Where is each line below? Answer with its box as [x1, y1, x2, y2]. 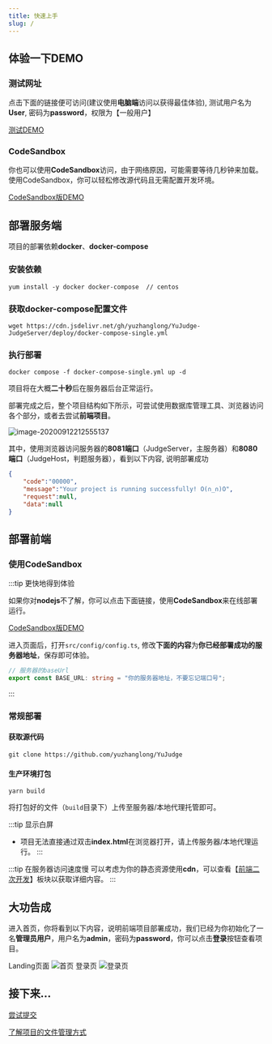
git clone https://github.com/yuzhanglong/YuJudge [8, 751, 183, 759]
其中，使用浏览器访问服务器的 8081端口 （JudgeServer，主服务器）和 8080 [8, 443, 258, 454]
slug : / [8, 19, 35, 28]
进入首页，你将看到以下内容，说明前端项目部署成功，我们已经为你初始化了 [8, 923, 257, 933]
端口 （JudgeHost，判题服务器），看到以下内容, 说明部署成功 [8, 454, 209, 464]
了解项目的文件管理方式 [8, 1027, 87, 1037]
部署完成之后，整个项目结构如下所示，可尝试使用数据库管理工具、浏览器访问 [8, 400, 264, 410]
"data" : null [23, 500, 63, 508]
